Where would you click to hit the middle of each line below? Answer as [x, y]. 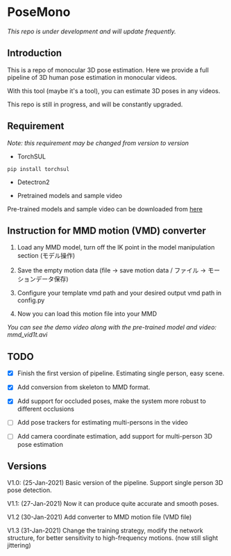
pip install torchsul [38, 169]
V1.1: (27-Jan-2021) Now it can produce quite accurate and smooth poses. [113, 504]
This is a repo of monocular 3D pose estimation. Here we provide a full [108, 69]
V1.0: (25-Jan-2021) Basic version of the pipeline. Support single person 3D [115, 483]
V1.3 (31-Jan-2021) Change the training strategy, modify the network [105, 531]
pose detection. [29, 490]
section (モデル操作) [46, 256]
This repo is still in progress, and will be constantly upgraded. [95, 104]
